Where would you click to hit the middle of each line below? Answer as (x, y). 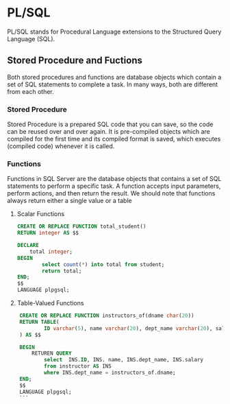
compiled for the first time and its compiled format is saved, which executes (114, 139)
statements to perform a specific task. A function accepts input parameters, (114, 186)
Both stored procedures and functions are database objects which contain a (114, 77)
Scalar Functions (41, 214)
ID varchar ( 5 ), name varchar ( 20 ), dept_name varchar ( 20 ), (128, 328)
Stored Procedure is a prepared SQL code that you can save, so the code (110, 124)
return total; (62, 271)
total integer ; (51, 252)
